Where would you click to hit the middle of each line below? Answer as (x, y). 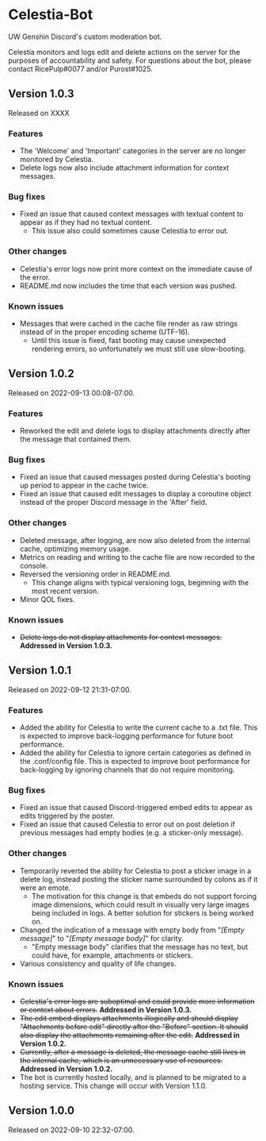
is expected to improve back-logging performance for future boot (126, 736)
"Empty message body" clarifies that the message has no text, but (140, 946)
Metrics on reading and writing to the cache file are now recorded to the (137, 557)
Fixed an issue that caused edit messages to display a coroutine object (135, 494)
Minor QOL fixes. (47, 599)
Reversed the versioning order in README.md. (95, 574)
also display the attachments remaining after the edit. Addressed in (129, 1035)
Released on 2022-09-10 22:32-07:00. (71, 1130)
